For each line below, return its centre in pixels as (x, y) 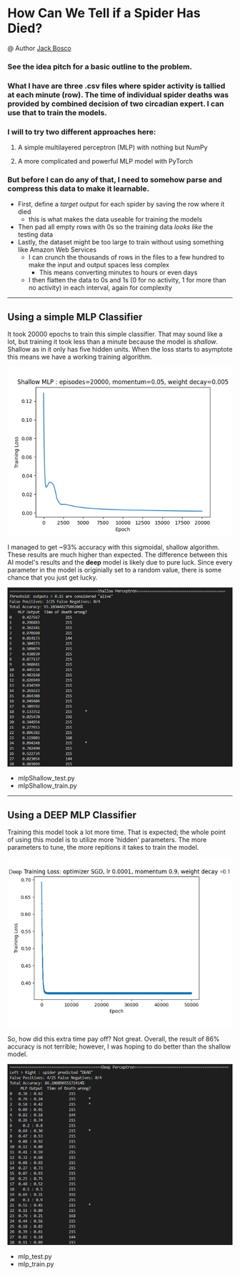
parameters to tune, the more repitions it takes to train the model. (103, 848)
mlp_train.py (36, 1264)
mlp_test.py (35, 1256)
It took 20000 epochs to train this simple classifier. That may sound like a (115, 334)
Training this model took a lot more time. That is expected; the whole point (117, 832)
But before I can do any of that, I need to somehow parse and (115, 180)
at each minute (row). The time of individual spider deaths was (118, 94)
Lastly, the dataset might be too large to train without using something (121, 242)
